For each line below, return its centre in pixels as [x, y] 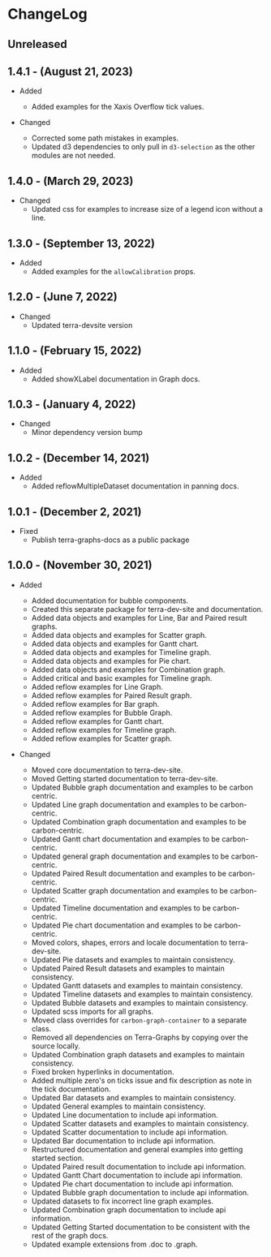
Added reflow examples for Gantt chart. [97, 721]
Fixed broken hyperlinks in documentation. [103, 1071]
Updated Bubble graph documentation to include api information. [140, 1192]
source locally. [56, 1046]
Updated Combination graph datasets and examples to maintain [138, 1054]
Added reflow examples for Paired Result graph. [112, 695]
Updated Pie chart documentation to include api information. [133, 1184]
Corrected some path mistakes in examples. [105, 138]
